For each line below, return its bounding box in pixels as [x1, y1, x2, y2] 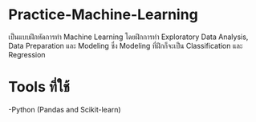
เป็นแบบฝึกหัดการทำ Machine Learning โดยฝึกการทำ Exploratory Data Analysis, [8, 32, 249, 41]
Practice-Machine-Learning [8, 6, 198, 24]
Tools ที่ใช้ [8, 78, 71, 96]
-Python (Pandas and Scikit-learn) [8, 104, 122, 114]
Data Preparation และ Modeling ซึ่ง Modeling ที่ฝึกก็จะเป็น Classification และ [8, 41, 243, 50]
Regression [8, 49, 46, 59]
